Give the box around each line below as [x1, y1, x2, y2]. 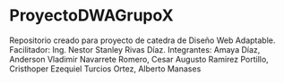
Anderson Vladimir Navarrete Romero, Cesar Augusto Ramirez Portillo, [9, 54, 269, 64]
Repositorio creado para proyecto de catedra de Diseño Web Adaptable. [9, 35, 276, 46]
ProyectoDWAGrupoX [9, 5, 175, 26]
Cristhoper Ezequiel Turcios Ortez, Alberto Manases [9, 63, 202, 74]
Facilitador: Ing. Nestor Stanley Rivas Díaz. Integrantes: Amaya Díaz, [9, 44, 261, 54]
